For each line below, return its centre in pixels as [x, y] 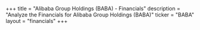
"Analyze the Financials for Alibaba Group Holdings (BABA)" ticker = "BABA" [100, 15]
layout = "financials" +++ [37, 21]
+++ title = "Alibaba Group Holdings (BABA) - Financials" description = [93, 9]
